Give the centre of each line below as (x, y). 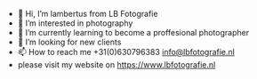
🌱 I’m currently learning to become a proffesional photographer (133, 32)
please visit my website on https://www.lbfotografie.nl (116, 65)
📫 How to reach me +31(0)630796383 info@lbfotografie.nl (126, 52)
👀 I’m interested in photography (75, 23)
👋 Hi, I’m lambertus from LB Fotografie (88, 14)
